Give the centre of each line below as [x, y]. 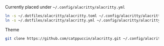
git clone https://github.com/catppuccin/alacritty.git [63, 38]
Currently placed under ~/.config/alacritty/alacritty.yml [65, 7]
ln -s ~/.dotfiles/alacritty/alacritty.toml [51, 16]
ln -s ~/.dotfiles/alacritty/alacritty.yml [50, 20]
